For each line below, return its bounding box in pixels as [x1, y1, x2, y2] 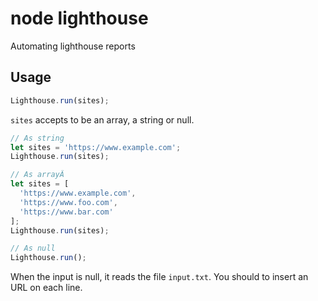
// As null [10, 243, 56, 254]
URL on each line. [10, 282, 83, 294]
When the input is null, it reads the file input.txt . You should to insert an [10, 271, 309, 283]
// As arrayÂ [10, 170, 65, 180]
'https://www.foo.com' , [19, 197, 118, 207]
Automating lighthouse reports [10, 40, 136, 52]
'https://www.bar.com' [19, 207, 114, 217]
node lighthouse [10, 7, 149, 30]
